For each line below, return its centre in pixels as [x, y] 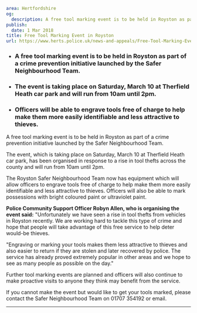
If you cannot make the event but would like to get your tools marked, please [98, 292]
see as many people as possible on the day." [60, 263]
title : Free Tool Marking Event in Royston [60, 36]
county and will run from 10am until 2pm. [55, 167]
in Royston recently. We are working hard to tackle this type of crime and [94, 221]
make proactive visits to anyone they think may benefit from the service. [93, 281]
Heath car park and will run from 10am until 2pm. [85, 94]
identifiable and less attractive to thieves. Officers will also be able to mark [96, 191]
